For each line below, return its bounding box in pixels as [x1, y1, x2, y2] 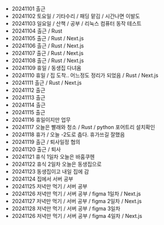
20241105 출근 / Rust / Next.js [11, 35, 84, 41]
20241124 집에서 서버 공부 [11, 175, 73, 182]
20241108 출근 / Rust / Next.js [11, 57, 84, 64]
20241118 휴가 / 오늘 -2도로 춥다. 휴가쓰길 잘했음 [11, 131, 126, 138]
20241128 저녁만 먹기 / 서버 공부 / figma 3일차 [11, 205, 121, 212]
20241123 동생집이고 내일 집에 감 [11, 168, 89, 175]
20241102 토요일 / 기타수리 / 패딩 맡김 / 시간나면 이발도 [11, 12, 140, 20]
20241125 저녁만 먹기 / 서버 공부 [11, 183, 88, 189]
